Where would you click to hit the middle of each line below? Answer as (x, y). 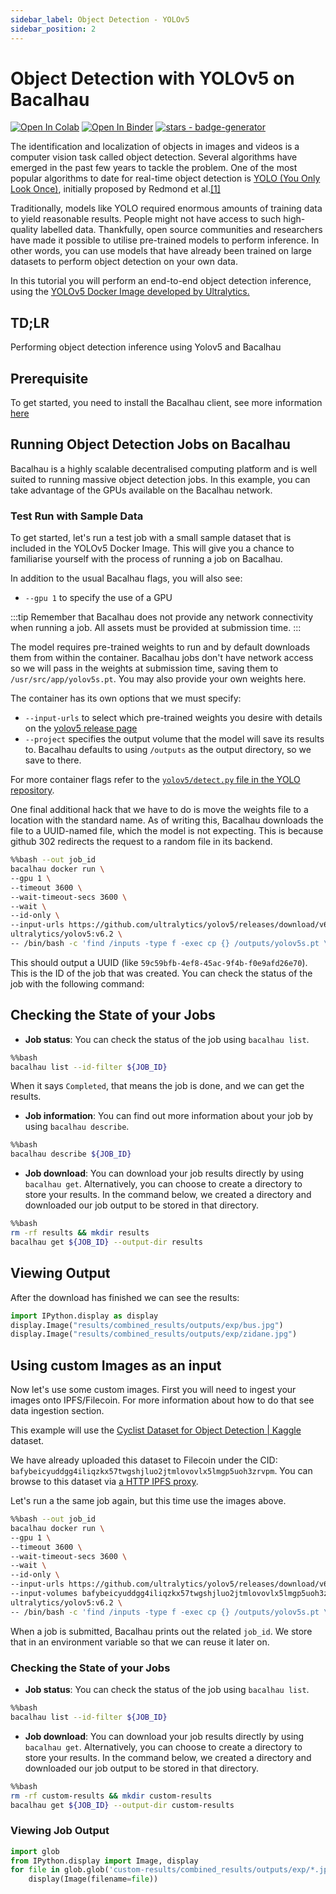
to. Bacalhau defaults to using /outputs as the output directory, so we (168, 750)
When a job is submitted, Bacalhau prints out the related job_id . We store (161, 1631)
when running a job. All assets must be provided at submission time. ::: (156, 628)
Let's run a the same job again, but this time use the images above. (148, 1501)
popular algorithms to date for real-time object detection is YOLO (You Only (165, 178)
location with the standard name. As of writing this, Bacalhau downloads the (167, 820)
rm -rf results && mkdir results (80, 1233)
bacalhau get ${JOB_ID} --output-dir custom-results (122, 1805)
